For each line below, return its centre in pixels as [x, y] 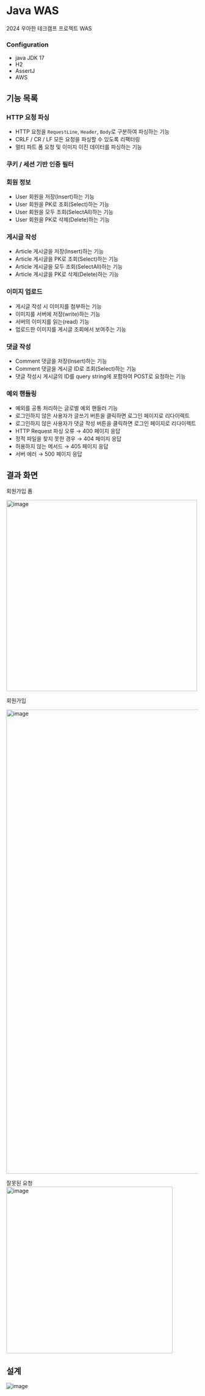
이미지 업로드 [24, 292]
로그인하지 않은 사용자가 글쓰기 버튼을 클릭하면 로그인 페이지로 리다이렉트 [103, 416]
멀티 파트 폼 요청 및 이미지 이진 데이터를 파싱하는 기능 [78, 147]
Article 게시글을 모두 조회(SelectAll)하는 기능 [69, 267]
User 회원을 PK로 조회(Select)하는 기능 [62, 204]
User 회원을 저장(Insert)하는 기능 [55, 197]
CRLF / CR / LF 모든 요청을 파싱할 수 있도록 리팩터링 [77, 139]
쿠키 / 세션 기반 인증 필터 [40, 164]
